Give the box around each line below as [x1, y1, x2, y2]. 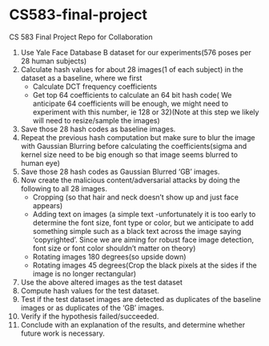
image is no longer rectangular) [32, 268, 137, 278]
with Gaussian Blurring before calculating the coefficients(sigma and [20, 141, 247, 151]
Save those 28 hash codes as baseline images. [20, 124, 176, 134]
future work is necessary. [20, 328, 105, 338]
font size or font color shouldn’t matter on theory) [32, 243, 196, 253]
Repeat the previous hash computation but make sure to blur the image [20, 132, 255, 142]
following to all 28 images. [20, 183, 107, 193]
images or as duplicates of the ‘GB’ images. [20, 303, 165, 312]
